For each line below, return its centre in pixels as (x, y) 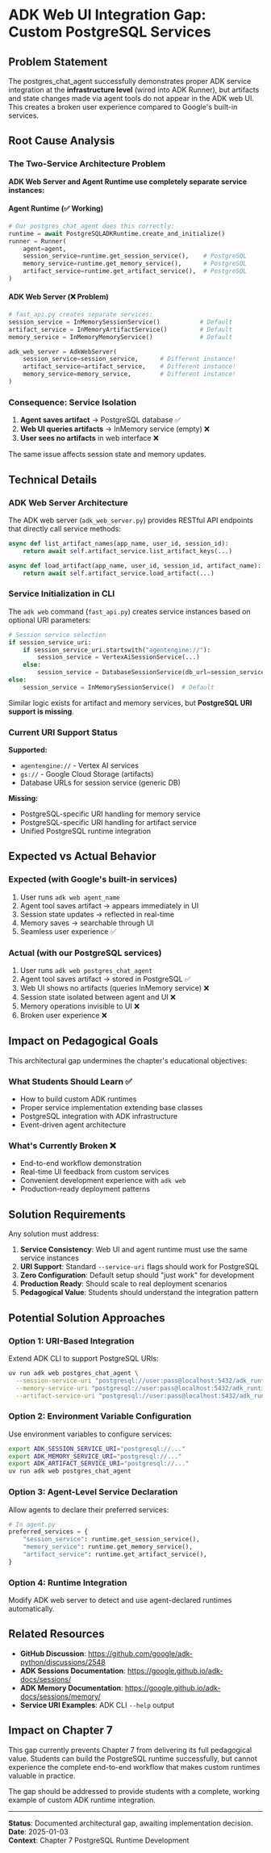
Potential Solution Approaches (87, 1318)
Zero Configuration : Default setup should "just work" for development (137, 1275)
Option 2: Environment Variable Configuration (100, 1416)
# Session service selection (57, 635)
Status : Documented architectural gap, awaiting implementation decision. (131, 1823)
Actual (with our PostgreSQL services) (85, 953)
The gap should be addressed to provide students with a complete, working (134, 1791)
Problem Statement (58, 62)
